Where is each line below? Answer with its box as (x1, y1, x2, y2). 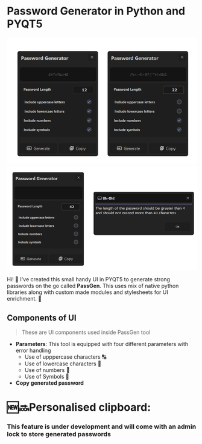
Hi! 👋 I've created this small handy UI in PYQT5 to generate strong (7, 276, 171, 283)
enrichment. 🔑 (7, 295, 42, 302)
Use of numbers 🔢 (24, 366, 70, 373)
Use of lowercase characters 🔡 (24, 360, 102, 367)
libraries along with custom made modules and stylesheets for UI (7, 289, 168, 296)
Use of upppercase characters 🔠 (24, 353, 107, 361)
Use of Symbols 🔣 (24, 373, 70, 380)
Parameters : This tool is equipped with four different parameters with (15, 340, 189, 347)
